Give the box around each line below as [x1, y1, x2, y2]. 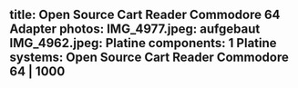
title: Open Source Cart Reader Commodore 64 [9, 7, 281, 23]
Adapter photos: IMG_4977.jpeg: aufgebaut [9, 22, 261, 37]
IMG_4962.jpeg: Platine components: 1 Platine [9, 35, 277, 51]
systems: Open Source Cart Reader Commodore [9, 50, 289, 65]
